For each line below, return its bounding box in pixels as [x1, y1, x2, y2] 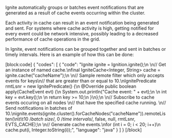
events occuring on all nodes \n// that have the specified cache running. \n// [5, 100, 166, 106]
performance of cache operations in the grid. [5, 36, 101, 42]
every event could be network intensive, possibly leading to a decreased [5, 31, 159, 36]
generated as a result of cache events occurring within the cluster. [5, 10, 146, 16]
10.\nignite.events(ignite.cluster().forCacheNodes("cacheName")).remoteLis [5, 110, 166, 116]
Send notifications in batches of [5, 105, 73, 111]
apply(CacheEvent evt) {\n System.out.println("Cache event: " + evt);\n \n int [5, 89, 167, 94]
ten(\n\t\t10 [5, 116, 29, 122]
